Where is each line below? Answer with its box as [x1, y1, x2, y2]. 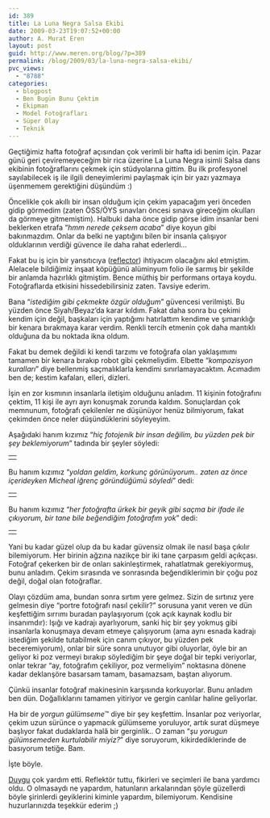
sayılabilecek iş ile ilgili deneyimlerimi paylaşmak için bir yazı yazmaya [8, 172, 241, 182]
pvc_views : [8, 65, 45, 73]
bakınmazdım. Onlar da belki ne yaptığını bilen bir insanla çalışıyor [8, 231, 227, 241]
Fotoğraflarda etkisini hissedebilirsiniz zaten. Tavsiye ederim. [8, 280, 211, 291]
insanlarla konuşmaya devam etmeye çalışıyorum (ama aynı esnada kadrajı [8, 626, 256, 635]
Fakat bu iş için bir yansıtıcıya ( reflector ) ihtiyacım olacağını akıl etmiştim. [8, 255, 251, 265]
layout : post [8, 42, 52, 50]
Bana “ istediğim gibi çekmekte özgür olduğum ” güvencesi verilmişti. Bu [8, 297, 245, 306]
